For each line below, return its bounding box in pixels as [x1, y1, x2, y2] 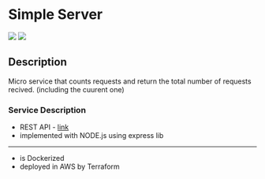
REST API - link [19, 122, 69, 132]
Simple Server [8, 6, 103, 24]
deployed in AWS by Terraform [19, 162, 120, 171]
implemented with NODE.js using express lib [19, 131, 164, 140]
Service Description [8, 104, 87, 115]
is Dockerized [19, 154, 65, 163]
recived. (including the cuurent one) [8, 84, 125, 94]
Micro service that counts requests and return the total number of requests [8, 76, 252, 86]
